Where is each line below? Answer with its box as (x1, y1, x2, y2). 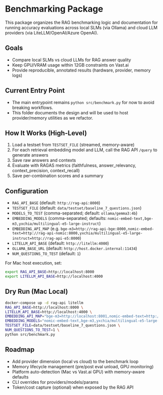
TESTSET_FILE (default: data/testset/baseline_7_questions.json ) (12, 205, 142, 211)
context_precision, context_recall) (12, 168, 80, 174)
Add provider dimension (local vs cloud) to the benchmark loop (12, 359, 139, 364)
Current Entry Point (5, 87, 65, 95)
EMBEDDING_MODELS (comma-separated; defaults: (12, 215, 107, 221)
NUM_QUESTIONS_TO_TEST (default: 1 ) (12, 251, 81, 256)
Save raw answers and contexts (12, 157, 76, 163)
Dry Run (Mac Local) (5, 287, 68, 296)
